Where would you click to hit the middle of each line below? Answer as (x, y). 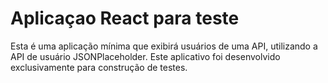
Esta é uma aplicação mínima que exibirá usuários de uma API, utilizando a (164, 46)
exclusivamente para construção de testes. (99, 67)
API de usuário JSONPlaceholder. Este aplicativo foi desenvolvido (145, 56)
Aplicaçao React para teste (125, 18)
